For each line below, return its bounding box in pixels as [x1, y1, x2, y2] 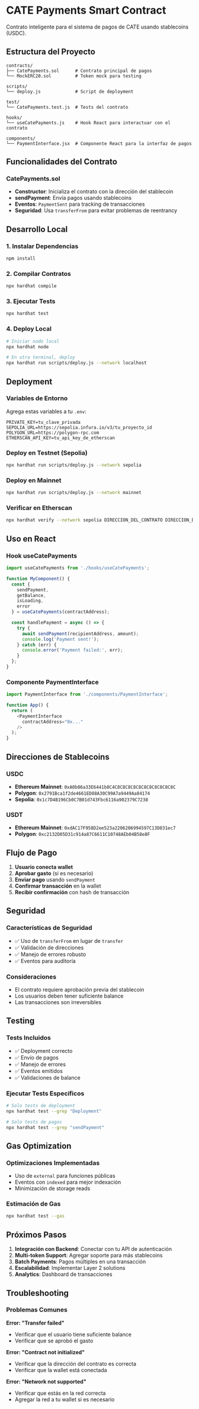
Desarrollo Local [6, 224, 68, 234]
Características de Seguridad [6, 924, 93, 932]
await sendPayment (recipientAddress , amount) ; [21, 631, 139, 637]
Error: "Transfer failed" [6, 1319, 65, 1326]
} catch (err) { [17, 641, 57, 648]
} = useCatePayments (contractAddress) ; [11, 609, 110, 615]
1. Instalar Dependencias [6, 242, 79, 250]
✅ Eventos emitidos [14, 1067, 63, 1074]
